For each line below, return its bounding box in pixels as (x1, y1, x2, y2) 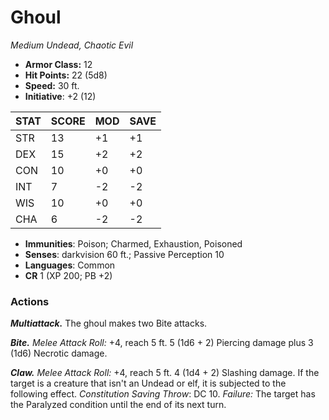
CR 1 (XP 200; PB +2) (24, 269, 113, 281)
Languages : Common (24, 259, 116, 271)
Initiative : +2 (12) (24, 90, 97, 102)
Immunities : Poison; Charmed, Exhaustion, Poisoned (24, 237, 243, 250)
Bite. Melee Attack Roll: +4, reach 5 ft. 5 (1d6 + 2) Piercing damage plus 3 (10, 337, 314, 349)
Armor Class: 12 (24, 58, 93, 70)
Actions (10, 294, 50, 308)
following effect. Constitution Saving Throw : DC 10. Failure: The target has (10, 388, 316, 400)
